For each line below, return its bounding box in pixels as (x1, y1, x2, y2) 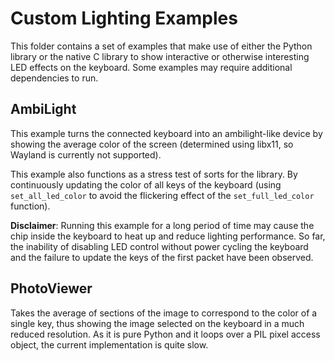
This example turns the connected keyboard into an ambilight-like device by (10, 127, 323, 139)
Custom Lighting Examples (10, 7, 238, 30)
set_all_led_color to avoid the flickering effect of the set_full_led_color (10, 189, 315, 201)
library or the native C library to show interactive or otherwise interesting (10, 50, 310, 62)
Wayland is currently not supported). (10, 148, 162, 161)
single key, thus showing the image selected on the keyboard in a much (10, 317, 305, 329)
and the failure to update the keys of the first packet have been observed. (10, 251, 314, 263)
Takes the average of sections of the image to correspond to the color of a (10, 307, 318, 319)
